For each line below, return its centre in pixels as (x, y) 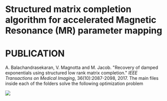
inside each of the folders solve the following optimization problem (74, 83)
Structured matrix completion (68, 9)
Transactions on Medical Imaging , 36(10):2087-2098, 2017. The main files (82, 78)
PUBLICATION (35, 54)
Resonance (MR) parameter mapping (84, 31)
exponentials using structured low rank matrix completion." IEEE (71, 73)
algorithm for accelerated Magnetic (81, 20)
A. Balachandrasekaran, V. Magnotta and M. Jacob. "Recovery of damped (82, 68)
